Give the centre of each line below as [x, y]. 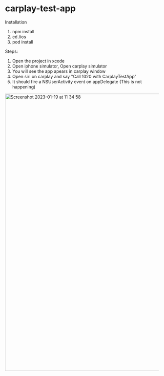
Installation [16, 22]
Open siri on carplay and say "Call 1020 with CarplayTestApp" [74, 76]
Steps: [11, 51]
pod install [22, 42]
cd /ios [19, 37]
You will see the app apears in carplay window [59, 71]
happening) [24, 87]
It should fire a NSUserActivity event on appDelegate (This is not [77, 82]
